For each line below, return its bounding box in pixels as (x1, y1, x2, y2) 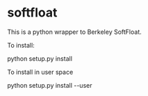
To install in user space (7, 68, 74, 76)
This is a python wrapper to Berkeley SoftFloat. (7, 28, 142, 36)
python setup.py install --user (7, 81, 92, 89)
